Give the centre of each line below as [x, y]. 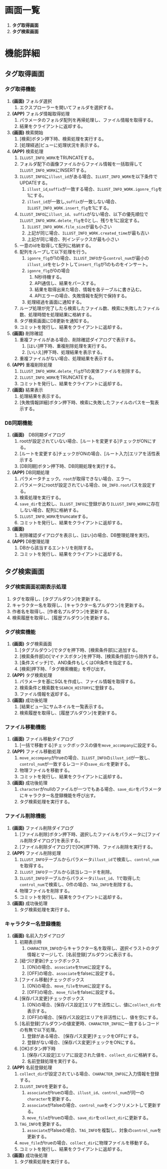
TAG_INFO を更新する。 [42, 1124]
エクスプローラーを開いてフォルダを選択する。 [68, 107]
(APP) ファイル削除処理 [36, 853]
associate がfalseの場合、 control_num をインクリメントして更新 [92, 1105]
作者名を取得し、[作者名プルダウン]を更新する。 [62, 611]
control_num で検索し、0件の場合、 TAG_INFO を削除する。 [77, 884]
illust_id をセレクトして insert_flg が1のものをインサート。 [89, 264]
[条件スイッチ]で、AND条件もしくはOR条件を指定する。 [77, 663]
